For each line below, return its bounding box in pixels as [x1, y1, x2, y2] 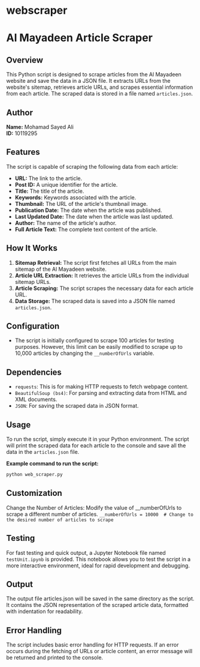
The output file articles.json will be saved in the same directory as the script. [6, 595, 195, 602]
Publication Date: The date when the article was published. [14, 207, 162, 214]
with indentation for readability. [6, 608, 83, 615]
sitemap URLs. [14, 278, 51, 285]
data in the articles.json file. [6, 448, 80, 456]
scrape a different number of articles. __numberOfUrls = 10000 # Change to [6, 510, 193, 518]
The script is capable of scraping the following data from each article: [6, 163, 178, 170]
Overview [6, 55, 44, 65]
